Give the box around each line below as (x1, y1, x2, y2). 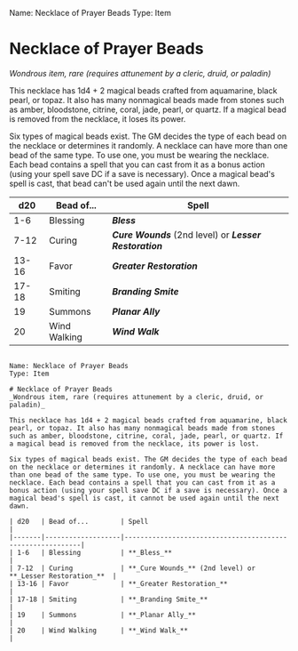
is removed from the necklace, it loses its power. (9, 113, 186, 124)
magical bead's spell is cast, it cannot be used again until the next (9, 494, 279, 502)
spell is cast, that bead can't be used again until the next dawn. (9, 178, 240, 189)
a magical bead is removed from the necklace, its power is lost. (9, 439, 260, 448)
